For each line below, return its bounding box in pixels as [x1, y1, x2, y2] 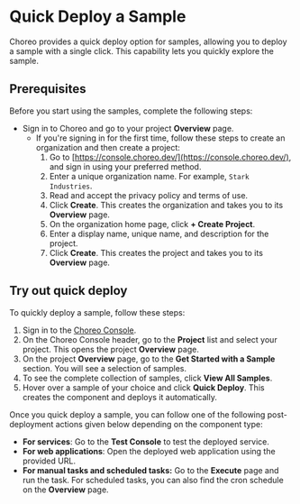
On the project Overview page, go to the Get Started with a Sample [22, 353, 276, 364]
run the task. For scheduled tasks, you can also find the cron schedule [22, 474, 284, 485]
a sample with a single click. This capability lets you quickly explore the [9, 45, 275, 56]
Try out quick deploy [9, 283, 128, 298]
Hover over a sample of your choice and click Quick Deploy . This [22, 381, 265, 393]
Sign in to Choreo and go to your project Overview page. [22, 123, 234, 133]
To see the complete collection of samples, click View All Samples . [22, 372, 273, 383]
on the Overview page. [22, 484, 110, 495]
